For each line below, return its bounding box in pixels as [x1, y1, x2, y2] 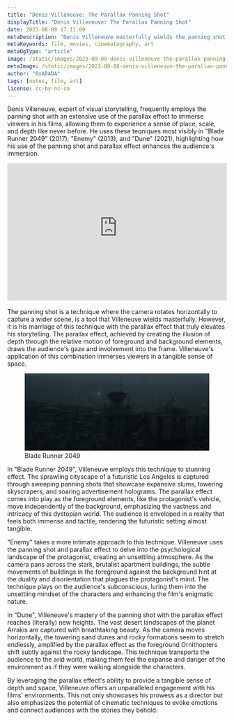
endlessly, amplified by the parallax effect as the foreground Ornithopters [7, 640, 218, 648]
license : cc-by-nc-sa [7, 84, 70, 92]
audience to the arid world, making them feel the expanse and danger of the [7, 655, 226, 663]
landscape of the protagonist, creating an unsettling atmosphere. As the [7, 552, 214, 561]
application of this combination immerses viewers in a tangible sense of [7, 352, 213, 361]
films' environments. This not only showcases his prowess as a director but [7, 691, 223, 699]
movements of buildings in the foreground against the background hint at [7, 567, 217, 576]
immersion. [7, 149, 40, 158]
